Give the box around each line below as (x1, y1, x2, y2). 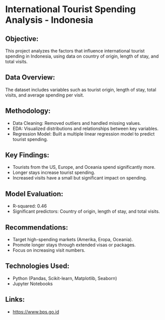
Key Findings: (5, 151, 49, 160)
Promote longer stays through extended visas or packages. (12, 242, 136, 248)
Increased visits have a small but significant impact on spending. (12, 175, 147, 181)
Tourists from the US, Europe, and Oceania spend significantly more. (12, 164, 155, 170)
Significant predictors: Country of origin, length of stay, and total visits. (12, 208, 160, 214)
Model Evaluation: (5, 190, 64, 198)
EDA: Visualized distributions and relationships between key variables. (12, 125, 159, 131)
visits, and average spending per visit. (5, 92, 84, 98)
